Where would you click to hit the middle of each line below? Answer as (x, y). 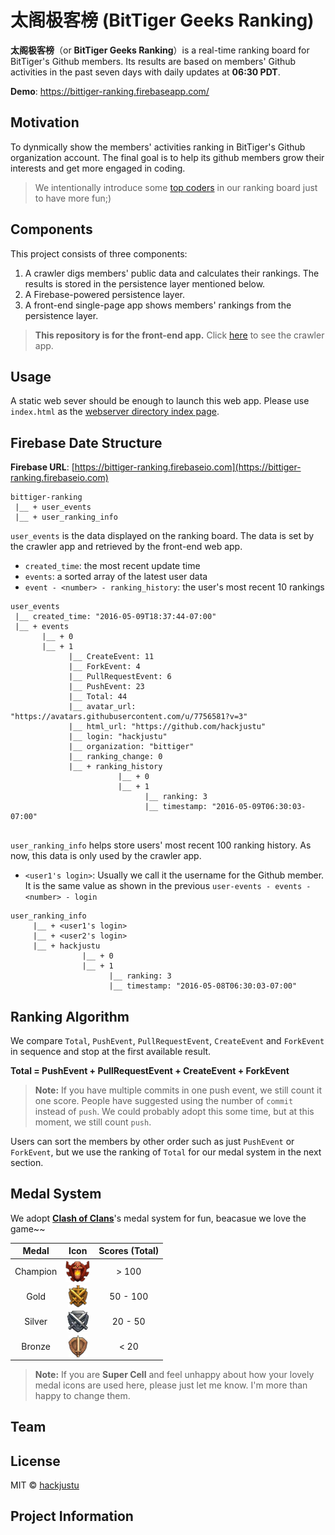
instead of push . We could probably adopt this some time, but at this (174, 1111)
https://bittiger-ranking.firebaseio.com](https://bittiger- (188, 467)
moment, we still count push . (93, 1122)
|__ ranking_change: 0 (115, 757)
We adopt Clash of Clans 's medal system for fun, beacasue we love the (158, 1218)
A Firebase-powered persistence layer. (104, 294)
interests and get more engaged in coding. (98, 168)
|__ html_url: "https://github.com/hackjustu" (167, 727)
